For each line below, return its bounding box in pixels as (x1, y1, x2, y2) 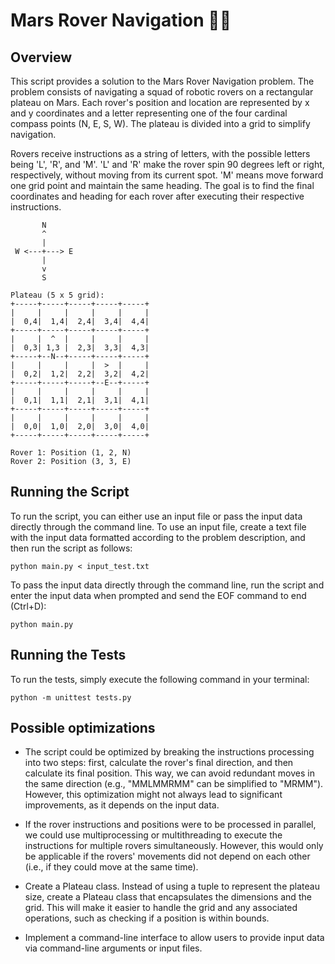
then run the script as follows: (10, 542, 133, 554)
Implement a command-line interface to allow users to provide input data (24, 932, 325, 944)
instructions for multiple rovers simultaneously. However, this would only (24, 840, 324, 852)
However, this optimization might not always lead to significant (24, 789, 283, 801)
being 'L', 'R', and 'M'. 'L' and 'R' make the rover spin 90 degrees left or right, (10, 159, 325, 170)
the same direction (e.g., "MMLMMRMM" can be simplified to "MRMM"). (24, 778, 324, 790)
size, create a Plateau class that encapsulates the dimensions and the (24, 891, 312, 903)
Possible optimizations (10, 720, 156, 737)
